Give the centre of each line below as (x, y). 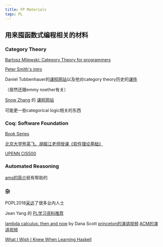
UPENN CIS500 (21, 153)
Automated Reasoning (32, 166)
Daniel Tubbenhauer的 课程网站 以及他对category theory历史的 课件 (71, 79)
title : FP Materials (26, 9)
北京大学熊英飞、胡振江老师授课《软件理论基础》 (54, 144)
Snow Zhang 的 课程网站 (30, 100)
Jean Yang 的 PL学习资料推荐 (35, 213)
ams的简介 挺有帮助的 (26, 177)
